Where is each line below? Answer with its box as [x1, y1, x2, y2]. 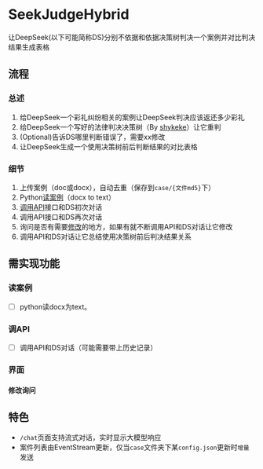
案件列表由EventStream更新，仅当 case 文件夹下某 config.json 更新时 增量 [19, 442, 250, 453]
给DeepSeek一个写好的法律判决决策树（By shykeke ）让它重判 [19, 122, 221, 131]
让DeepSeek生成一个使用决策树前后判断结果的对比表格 [19, 141, 198, 151]
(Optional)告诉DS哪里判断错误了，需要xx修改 [19, 132, 166, 141]
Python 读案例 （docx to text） [19, 192, 116, 202]
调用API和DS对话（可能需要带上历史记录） [19, 343, 158, 352]
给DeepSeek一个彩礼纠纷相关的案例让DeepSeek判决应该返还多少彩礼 [19, 112, 245, 122]
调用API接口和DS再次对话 [19, 212, 103, 222]
